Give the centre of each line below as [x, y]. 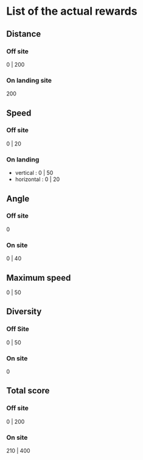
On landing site [29, 80]
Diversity [24, 312]
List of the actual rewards [72, 11]
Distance [24, 34]
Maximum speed [39, 277]
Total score [28, 391]
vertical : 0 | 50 [34, 173]
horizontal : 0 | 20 [37, 179]
